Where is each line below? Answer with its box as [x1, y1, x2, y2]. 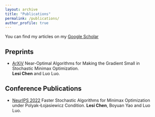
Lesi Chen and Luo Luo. [12, 71, 60, 77]
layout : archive [5, 7, 38, 12]
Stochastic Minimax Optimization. [12, 65, 79, 71]
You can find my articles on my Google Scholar [5, 34, 99, 39]
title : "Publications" [5, 12, 51, 16]
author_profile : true [5, 20, 49, 26]
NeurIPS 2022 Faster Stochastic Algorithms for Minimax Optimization [12, 97, 150, 103]
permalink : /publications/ [5, 16, 60, 21]
